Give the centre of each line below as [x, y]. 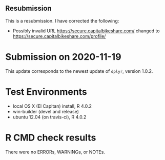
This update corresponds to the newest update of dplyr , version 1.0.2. [79, 71]
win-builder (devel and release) [46, 111]
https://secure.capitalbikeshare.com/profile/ [59, 36]
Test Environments [46, 92]
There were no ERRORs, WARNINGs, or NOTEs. [55, 152]
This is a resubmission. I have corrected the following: [62, 21]
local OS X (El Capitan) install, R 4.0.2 [52, 106]
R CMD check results [51, 137]
